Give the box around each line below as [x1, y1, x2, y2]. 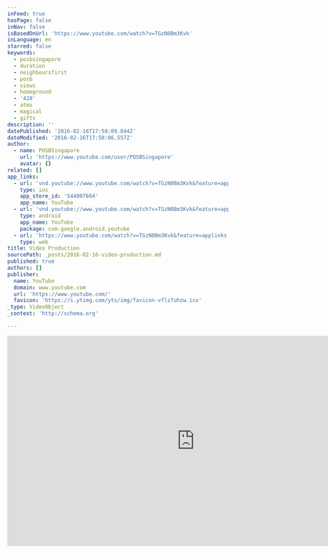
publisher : [7, 271, 39, 278]
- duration [13, 62, 46, 69]
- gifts [13, 114, 36, 121]
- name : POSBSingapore [13, 147, 80, 154]
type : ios [20, 186, 49, 193]
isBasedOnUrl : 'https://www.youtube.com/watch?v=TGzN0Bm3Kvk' [7, 29, 193, 37]
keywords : [7, 50, 36, 57]
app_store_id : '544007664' [20, 193, 99, 200]
